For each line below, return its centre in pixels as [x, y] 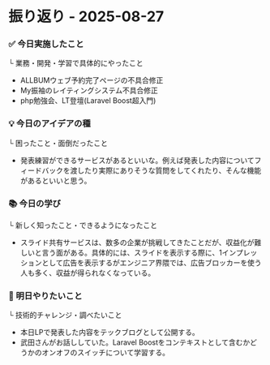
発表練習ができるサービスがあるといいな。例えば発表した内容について [137, 160]
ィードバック [41, 170]
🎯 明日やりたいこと [45, 296]
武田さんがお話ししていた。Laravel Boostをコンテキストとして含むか [135, 342]
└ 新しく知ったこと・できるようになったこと [83, 225]
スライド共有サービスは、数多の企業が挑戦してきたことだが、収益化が [137, 243]
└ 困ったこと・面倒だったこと [58, 143]
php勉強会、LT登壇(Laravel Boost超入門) [88, 101]
